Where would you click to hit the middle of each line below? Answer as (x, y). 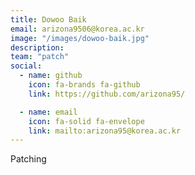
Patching (28, 159)
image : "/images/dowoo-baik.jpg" (80, 38)
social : (26, 66)
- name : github (51, 76)
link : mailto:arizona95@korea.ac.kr (105, 131)
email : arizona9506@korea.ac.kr (77, 29)
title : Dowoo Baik (48, 19)
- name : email (48, 112)
